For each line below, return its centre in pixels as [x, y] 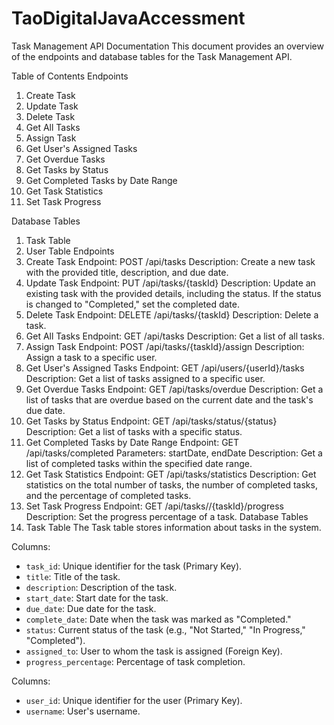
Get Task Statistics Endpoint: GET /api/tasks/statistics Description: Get [171, 474]
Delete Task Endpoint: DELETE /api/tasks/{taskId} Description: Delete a [172, 314]
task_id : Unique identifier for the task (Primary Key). [134, 566]
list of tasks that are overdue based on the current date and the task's [169, 399]
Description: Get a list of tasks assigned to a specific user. [145, 378]
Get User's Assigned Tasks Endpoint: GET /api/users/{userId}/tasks [165, 368]
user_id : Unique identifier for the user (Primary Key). [134, 700]
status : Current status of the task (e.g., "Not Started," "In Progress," [165, 629]
